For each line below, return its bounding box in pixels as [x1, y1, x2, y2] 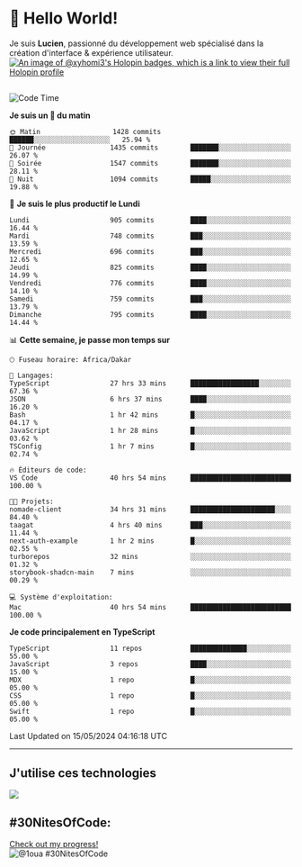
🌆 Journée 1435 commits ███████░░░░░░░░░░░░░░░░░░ [9, 143, 292, 152]
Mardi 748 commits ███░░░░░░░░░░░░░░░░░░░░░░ [9, 231, 292, 241]
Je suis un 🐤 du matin [9, 110, 91, 121]
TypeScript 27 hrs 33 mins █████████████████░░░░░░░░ [9, 379, 292, 388]
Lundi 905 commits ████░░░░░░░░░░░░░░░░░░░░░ [9, 216, 292, 225]
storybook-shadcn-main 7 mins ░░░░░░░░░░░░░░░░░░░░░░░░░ [9, 568, 292, 577]
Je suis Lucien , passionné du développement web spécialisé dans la [9, 38, 264, 49]
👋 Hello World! [9, 8, 119, 29]
